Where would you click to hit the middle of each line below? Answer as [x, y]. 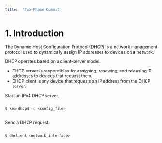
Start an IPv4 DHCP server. [32, 95]
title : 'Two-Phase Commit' [33, 9]
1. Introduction [35, 33]
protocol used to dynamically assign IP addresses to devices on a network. [80, 52]
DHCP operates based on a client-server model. [53, 61]
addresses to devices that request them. [52, 76]
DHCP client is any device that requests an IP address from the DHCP [81, 81]
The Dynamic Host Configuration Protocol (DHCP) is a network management [81, 47]
